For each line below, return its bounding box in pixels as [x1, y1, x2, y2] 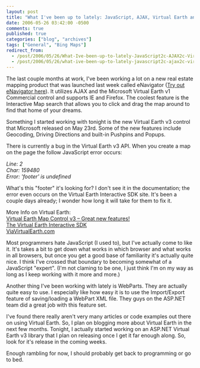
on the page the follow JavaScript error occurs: [6, 148, 123, 155]
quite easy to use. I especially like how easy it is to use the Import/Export [6, 288, 185, 295]
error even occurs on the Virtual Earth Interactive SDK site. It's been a [6, 191, 177, 198]
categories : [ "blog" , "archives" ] [6, 36, 92, 42]
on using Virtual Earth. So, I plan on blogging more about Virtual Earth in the [6, 319, 192, 326]
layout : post [6, 8, 39, 15]
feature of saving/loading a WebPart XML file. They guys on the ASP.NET [6, 295, 186, 302]
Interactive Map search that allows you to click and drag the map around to [6, 100, 190, 107]
